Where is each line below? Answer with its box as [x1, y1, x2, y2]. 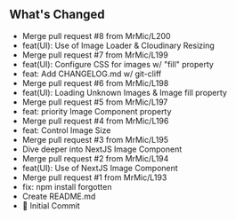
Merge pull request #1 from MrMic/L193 [21, 172, 167, 183]
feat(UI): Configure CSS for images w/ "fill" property [21, 59, 214, 69]
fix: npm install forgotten [21, 181, 112, 192]
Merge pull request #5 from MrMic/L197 [21, 97, 168, 107]
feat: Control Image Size [21, 124, 111, 136]
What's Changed [9, 7, 105, 22]
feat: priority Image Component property [21, 106, 172, 116]
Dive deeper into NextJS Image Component [21, 144, 183, 154]
